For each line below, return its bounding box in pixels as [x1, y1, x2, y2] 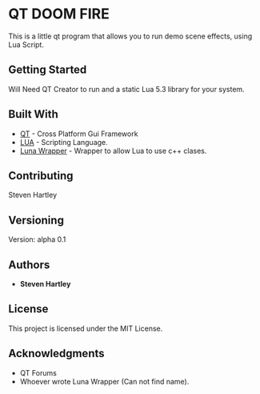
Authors [8, 258, 50, 271]
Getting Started [8, 63, 87, 77]
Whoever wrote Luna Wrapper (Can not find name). [19, 376, 190, 386]
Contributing [8, 169, 74, 183]
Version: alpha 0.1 [8, 235, 66, 244]
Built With [8, 107, 58, 121]
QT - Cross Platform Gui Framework [19, 129, 138, 139]
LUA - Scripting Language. [19, 137, 108, 147]
